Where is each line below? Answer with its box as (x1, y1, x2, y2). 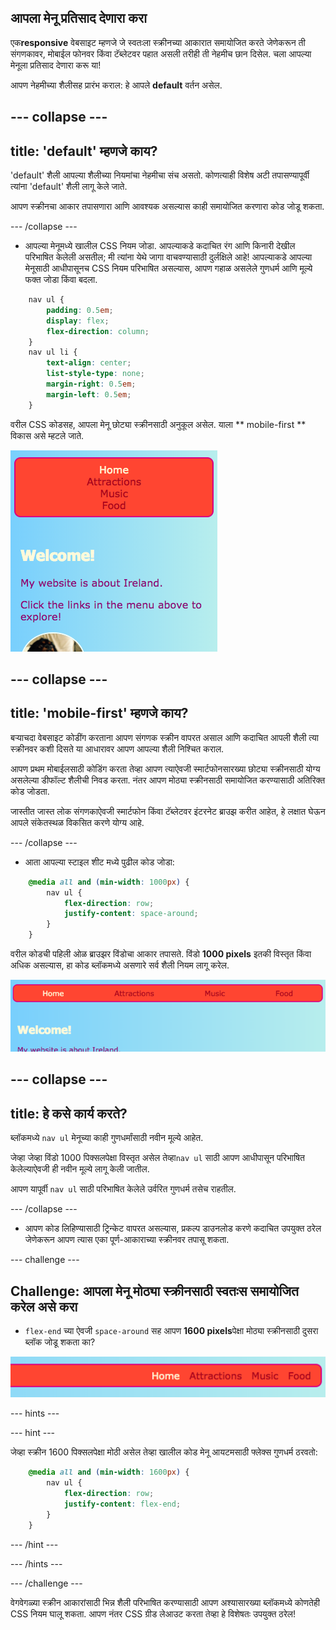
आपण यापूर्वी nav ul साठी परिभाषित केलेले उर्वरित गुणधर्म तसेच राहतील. (10, 1183, 237, 1195)
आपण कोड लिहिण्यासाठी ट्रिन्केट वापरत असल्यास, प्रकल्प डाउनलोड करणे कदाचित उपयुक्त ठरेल (24, 1222, 322, 1235)
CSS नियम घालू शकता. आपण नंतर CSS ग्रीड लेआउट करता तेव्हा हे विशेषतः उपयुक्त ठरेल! (10, 1607, 296, 1620)
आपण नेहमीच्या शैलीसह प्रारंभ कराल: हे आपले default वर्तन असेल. (10, 79, 223, 91)
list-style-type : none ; (46, 369, 145, 379)
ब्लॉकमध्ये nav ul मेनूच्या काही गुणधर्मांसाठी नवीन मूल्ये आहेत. (10, 1132, 204, 1144)
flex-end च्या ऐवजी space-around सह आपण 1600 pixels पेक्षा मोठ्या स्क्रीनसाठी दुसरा (24, 1325, 319, 1337)
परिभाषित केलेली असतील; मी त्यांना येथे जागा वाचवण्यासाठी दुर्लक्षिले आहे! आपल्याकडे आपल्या (24, 251, 313, 263)
